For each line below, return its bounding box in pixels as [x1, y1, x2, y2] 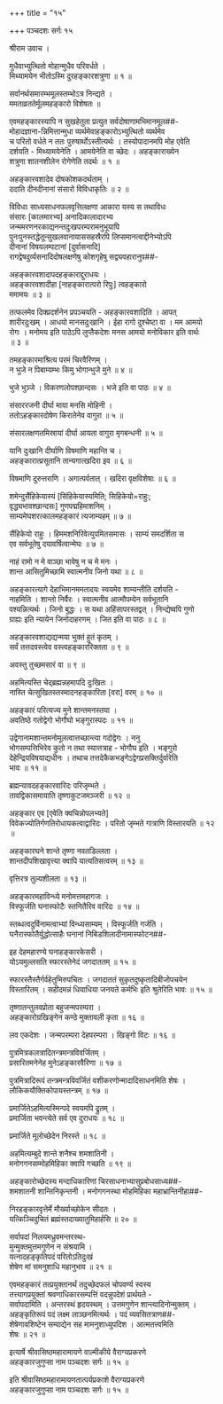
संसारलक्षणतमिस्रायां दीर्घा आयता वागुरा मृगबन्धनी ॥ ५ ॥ [9, 427, 164, 438]
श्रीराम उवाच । [9, 43, 50, 53]
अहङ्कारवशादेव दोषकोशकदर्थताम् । [9, 174, 110, 184]
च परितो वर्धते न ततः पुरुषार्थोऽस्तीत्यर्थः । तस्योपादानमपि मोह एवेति [9, 137, 190, 146]
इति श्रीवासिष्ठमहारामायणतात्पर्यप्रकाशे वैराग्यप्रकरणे [9, 1375, 144, 1384]
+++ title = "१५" [9, 8, 66, 18]
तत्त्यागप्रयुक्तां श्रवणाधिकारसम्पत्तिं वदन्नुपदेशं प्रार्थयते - [9, 1290, 152, 1299]
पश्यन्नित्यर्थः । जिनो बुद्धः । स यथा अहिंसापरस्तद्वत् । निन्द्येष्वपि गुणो [9, 604, 195, 615]
